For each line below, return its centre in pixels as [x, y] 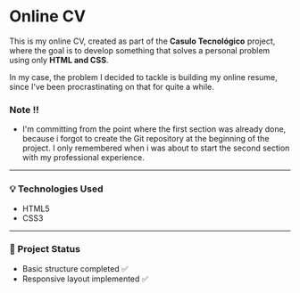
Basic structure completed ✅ [75, 268]
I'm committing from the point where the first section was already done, [154, 129]
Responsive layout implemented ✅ [85, 279]
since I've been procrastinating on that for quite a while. [112, 86]
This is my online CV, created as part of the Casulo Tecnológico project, [142, 41]
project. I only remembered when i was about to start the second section [156, 148]
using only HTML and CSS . [59, 60]
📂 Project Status [45, 249]
